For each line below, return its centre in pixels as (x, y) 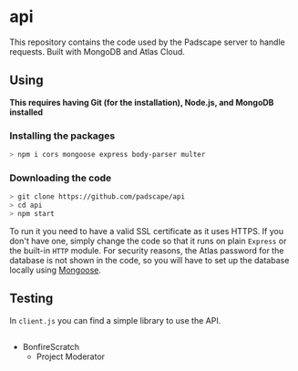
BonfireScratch (51, 347)
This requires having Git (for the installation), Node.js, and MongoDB (142, 102)
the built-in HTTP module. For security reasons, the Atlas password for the (147, 250)
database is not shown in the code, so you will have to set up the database (149, 260)
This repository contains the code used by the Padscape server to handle (147, 42)
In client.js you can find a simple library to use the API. (115, 320)
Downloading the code (61, 178)
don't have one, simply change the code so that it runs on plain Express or (148, 241)
